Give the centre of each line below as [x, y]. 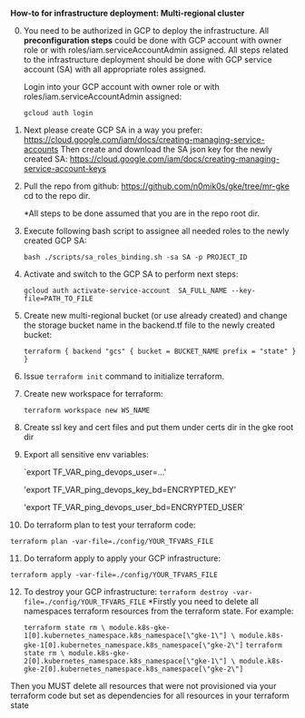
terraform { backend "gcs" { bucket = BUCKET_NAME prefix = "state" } [160, 351]
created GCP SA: [55, 241]
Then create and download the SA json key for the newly [167, 149]
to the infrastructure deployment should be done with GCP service [148, 59]
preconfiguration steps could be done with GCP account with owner [152, 40]
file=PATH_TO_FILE [58, 299]
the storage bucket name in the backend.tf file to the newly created [149, 325]
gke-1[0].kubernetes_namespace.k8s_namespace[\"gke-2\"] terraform [152, 645]
